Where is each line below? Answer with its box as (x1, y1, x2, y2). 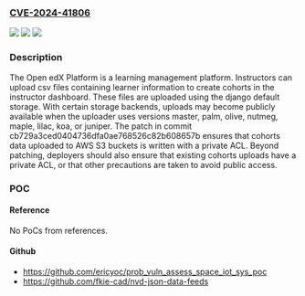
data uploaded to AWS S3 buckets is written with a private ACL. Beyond (9, 140, 279, 151)
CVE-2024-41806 (9, 6, 91, 19)
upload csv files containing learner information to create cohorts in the (9, 81, 275, 92)
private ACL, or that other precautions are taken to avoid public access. (9, 159, 278, 170)
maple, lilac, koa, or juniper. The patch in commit (9, 121, 193, 132)
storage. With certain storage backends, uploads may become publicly (9, 100, 276, 111)
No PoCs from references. (9, 225, 108, 236)
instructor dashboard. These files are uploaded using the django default (9, 91, 280, 102)
